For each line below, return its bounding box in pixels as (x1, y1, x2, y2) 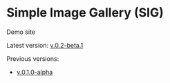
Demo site (6, 28, 36, 36)
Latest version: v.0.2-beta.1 (6, 41, 84, 49)
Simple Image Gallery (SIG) (6, 5, 164, 21)
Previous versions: (6, 54, 59, 63)
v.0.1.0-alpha (16, 68, 53, 76)
